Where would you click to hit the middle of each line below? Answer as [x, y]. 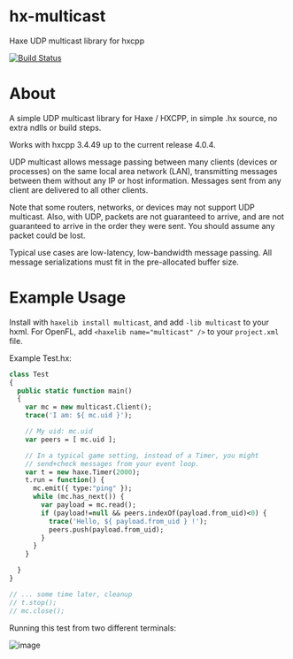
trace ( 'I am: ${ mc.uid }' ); [79, 416]
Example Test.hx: [41, 358]
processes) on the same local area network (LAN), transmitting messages [143, 171]
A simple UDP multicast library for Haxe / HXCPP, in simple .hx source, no [143, 118]
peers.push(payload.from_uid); [106, 529]
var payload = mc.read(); [89, 505]
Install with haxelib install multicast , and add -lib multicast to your [139, 322]
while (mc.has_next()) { [78, 497]
